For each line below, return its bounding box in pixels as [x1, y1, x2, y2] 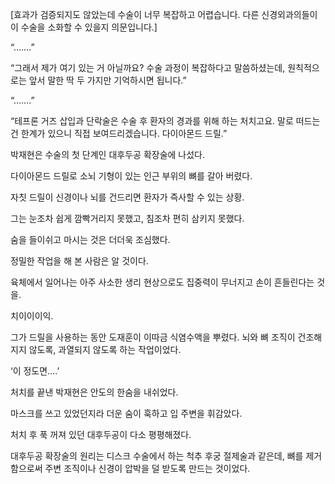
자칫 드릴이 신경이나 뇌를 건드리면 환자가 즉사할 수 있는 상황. [10, 191, 245, 203]
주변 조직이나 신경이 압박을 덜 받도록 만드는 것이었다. [44, 463, 251, 474]
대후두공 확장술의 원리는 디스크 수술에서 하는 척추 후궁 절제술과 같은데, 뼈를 [10, 450, 304, 462]
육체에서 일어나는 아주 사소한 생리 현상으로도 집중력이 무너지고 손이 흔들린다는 [10, 276, 315, 288]
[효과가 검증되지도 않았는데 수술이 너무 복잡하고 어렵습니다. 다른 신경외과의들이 [10, 9, 318, 20]
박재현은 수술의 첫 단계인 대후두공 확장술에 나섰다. [10, 149, 206, 160]
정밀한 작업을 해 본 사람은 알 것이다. [10, 255, 149, 267]
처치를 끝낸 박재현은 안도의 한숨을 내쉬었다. [10, 386, 179, 398]
